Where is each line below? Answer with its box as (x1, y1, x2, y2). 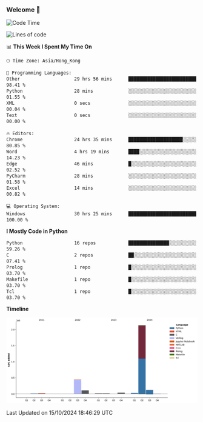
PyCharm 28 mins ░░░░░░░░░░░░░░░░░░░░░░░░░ (6, 173, 197, 179)
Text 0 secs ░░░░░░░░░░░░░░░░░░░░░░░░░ (6, 112, 197, 119)
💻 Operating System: (6, 203, 61, 210)
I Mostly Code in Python (6, 227, 68, 235)
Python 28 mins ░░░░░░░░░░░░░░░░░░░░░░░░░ (6, 88, 197, 95)
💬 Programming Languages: (6, 70, 72, 76)
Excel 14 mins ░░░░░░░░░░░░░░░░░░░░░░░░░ (6, 185, 197, 192)
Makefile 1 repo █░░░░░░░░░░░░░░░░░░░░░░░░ (6, 276, 197, 283)
